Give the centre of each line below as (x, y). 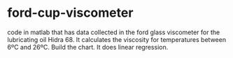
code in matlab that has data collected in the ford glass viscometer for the (114, 32)
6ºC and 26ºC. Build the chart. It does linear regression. (88, 47)
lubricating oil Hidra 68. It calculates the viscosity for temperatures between (116, 39)
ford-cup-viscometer (70, 13)
